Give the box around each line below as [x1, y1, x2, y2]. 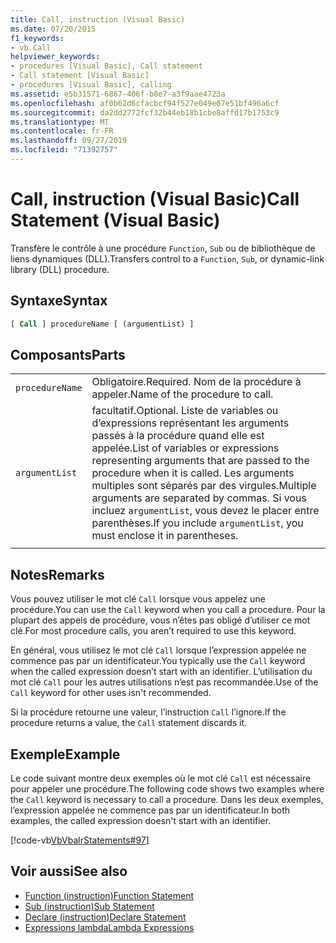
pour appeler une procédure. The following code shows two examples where [10, 782, 325, 795]
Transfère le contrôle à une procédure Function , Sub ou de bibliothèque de [10, 242, 316, 254]
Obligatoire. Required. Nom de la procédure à [91, 375, 302, 389]
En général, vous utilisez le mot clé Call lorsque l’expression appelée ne [10, 644, 307, 656]
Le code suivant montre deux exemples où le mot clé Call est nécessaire [10, 772, 312, 784]
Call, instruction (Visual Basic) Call [10, 188, 300, 211]
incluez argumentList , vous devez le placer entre [91, 504, 320, 518]
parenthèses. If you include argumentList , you [91, 516, 304, 530]
